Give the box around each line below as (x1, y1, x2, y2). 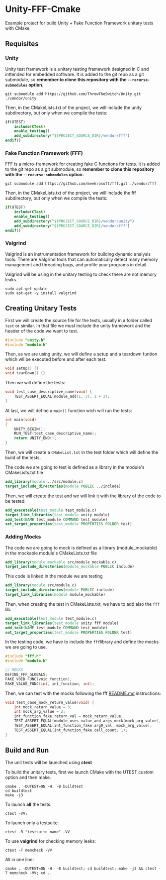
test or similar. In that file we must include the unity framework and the (5, 323, 151, 329)
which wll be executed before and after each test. (5, 356, 107, 362)
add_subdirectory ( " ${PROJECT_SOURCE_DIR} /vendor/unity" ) (14, 219, 135, 223)
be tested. (5, 498, 26, 504)
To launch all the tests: (5, 801, 52, 807)
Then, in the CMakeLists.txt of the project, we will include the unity (5, 105, 142, 110)
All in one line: (5, 856, 34, 862)
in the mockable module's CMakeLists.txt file (5, 550, 97, 556)
